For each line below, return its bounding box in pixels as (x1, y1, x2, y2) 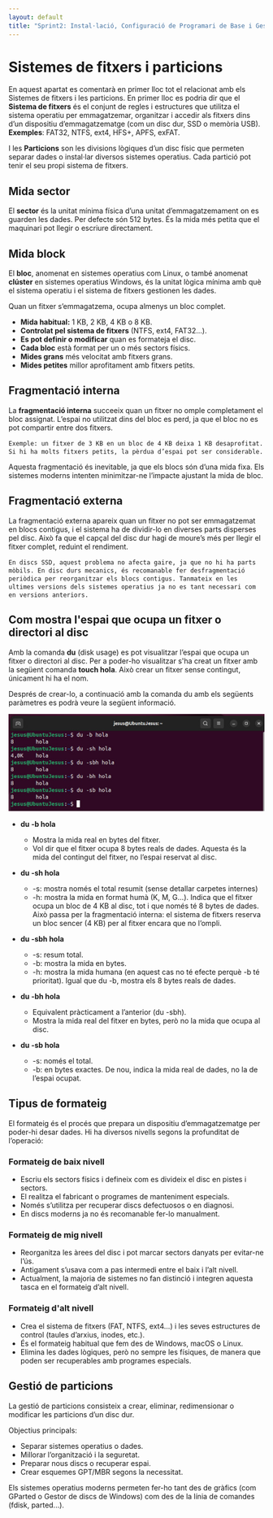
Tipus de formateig (8, 1097, 107, 1111)
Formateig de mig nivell (8, 1229, 103, 1241)
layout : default (8, 13, 63, 21)
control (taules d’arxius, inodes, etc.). (19, 1329, 145, 1339)
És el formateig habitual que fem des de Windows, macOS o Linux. (19, 1338, 244, 1348)
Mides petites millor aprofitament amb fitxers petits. (19, 360, 195, 370)
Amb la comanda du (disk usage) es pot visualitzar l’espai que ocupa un (8, 647, 249, 657)
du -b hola (19, 820, 56, 829)
